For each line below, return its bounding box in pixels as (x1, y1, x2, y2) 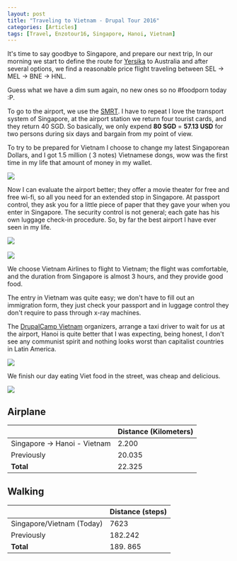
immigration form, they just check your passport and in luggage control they (7, 301, 229, 310)
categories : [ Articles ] (7, 23, 78, 30)
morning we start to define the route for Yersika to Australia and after (7, 57, 209, 66)
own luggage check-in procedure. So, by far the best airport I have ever (7, 215, 216, 224)
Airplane (7, 405, 46, 418)
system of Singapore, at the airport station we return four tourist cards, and (7, 115, 226, 123)
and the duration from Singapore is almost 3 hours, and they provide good (7, 272, 224, 280)
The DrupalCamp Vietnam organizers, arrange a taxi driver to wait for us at (7, 322, 225, 331)
